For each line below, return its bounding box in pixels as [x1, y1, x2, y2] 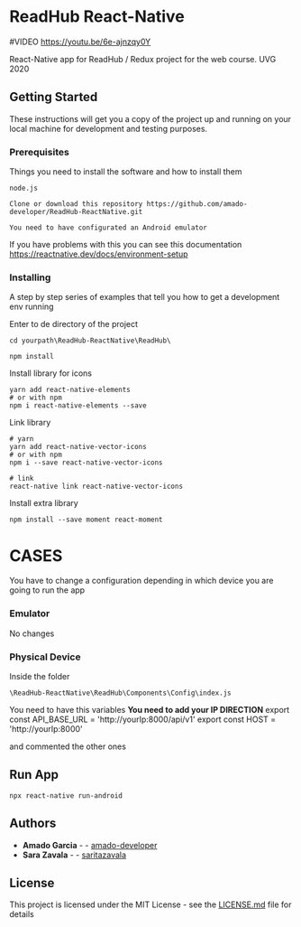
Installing [9, 271, 51, 284]
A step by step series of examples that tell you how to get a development [9, 292, 280, 303]
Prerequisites [9, 145, 69, 158]
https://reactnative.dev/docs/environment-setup [9, 248, 188, 259]
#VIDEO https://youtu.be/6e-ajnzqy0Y [9, 36, 151, 47]
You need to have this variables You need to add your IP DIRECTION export [9, 704, 290, 715]
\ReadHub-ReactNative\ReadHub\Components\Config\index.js [9, 688, 232, 698]
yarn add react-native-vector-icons [9, 443, 147, 452]
